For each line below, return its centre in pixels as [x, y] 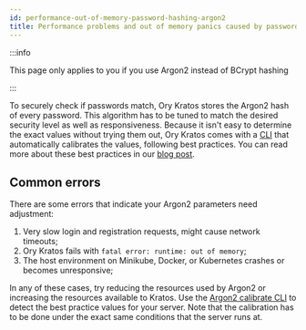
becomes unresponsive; [68, 271]
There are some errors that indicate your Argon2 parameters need [133, 204]
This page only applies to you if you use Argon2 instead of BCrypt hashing [149, 70]
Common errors [56, 182]
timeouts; [40, 242]
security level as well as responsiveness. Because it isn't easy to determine [151, 125]
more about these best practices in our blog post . [102, 154]
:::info [20, 52]
